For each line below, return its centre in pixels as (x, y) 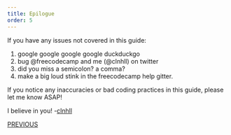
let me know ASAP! (35, 97)
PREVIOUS (23, 124)
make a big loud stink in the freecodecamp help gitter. (95, 76)
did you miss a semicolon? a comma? (71, 69)
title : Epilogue (31, 14)
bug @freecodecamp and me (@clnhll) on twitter (88, 61)
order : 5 (20, 20)
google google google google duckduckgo (79, 54)
